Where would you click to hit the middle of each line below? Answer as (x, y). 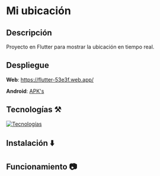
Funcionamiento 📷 (42, 167)
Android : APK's (25, 91)
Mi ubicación (39, 11)
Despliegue (28, 65)
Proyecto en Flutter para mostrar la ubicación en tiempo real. (80, 47)
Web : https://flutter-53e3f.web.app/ (50, 79)
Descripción (29, 33)
